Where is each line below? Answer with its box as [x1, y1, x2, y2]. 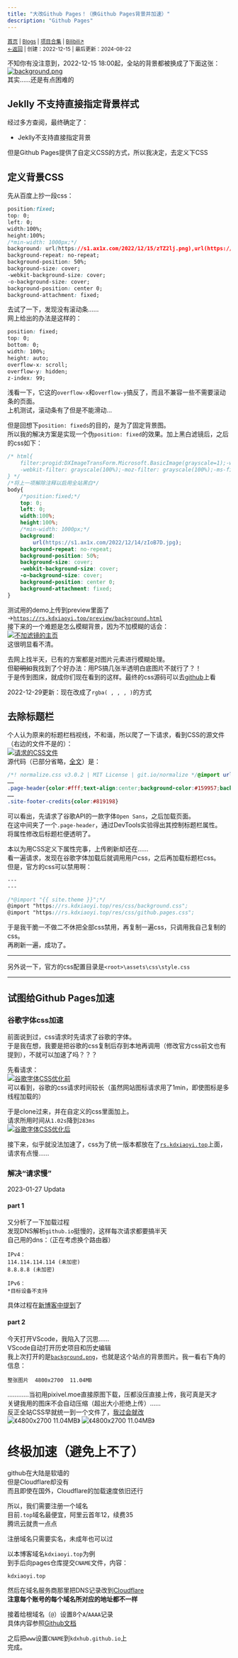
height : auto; [7, 355, 50, 362]
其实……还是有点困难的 [7, 75, 74, 84]
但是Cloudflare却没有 [7, 1477, 69, 1486]
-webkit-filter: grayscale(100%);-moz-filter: [20, 466, 160, 473]
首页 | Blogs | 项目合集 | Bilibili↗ [7, 38, 84, 45]
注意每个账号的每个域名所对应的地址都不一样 [7, 1595, 138, 1603]
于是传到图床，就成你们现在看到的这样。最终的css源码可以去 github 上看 [7, 672, 216, 681]
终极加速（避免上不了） [7, 1443, 144, 1460]
